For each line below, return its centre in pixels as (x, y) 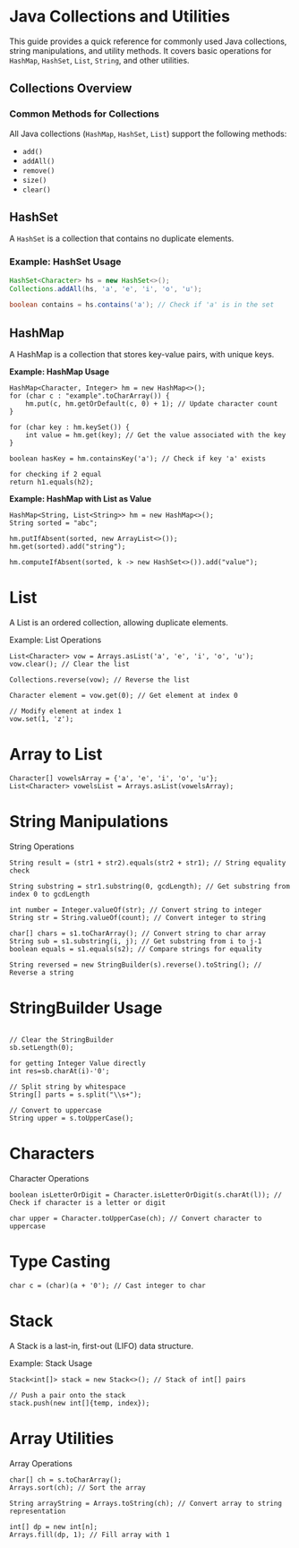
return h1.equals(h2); (51, 482)
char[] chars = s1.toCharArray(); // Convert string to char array (138, 933)
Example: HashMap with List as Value (81, 499)
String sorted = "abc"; (54, 523)
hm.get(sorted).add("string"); (68, 547)
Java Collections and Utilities (120, 17)
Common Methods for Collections (84, 114)
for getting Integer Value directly (77, 1063)
